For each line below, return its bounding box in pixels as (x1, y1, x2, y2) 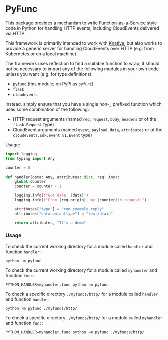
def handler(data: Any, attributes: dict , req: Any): (5, 174, 120, 180)
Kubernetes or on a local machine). (5, 51, 78, 57)
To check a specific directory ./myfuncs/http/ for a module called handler (5, 291, 158, 297)
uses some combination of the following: (5, 106, 89, 112)
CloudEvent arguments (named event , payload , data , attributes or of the (12, 126, 163, 133)
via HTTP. (5, 30, 26, 36)
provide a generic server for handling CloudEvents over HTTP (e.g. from (5, 45, 154, 51)
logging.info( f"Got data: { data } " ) (14, 193, 89, 198)
